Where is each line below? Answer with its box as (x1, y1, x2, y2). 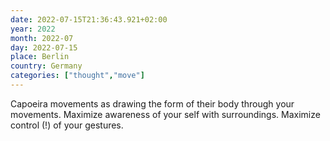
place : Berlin (10, 52, 70, 62)
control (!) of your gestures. (10, 119, 124, 131)
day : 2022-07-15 (10, 42, 78, 53)
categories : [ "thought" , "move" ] (10, 71, 145, 81)
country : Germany (10, 61, 83, 71)
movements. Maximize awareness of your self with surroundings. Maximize (10, 108, 321, 120)
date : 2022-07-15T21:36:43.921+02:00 (10, 14, 168, 25)
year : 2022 (10, 24, 56, 34)
